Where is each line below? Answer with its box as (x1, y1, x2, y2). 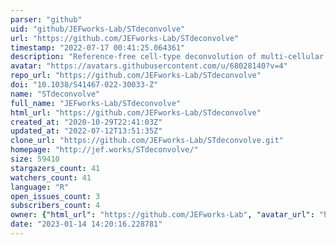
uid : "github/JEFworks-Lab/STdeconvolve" (10, 24, 186, 34)
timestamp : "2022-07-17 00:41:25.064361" (10, 42, 186, 53)
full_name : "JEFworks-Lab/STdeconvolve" (10, 98, 182, 108)
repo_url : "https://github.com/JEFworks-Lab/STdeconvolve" (10, 71, 262, 81)
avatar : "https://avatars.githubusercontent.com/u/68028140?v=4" (10, 61, 288, 71)
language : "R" (10, 182, 70, 192)
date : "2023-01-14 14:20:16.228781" (10, 219, 163, 230)
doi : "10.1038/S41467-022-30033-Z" (10, 80, 159, 90)
